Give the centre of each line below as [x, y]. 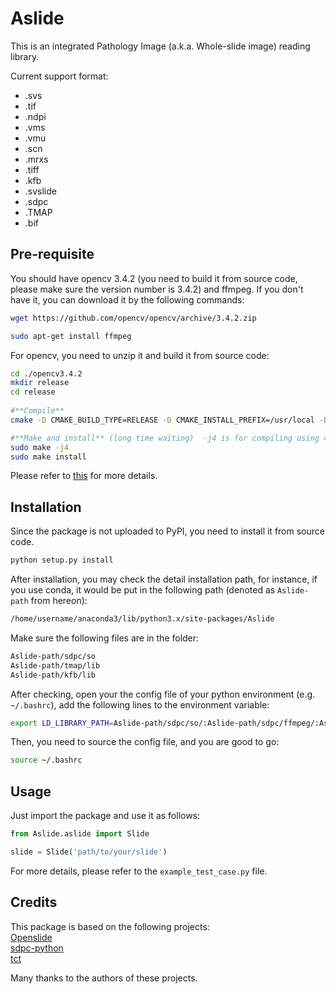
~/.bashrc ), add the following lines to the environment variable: [140, 704]
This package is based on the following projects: [110, 926]
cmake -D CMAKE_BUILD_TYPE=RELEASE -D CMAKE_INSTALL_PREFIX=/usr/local [162, 420]
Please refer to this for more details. [84, 476]
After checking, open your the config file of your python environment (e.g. [163, 694]
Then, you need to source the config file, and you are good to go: [145, 742]
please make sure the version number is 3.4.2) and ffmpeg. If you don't [157, 289]
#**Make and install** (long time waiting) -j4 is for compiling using [165, 438]
